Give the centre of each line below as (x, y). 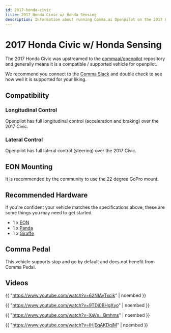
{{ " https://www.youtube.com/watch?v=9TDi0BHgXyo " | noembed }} (78, 305)
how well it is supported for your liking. (46, 79)
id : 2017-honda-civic (28, 10)
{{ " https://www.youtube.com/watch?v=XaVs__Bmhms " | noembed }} (78, 315)
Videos (17, 283)
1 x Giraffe (23, 233)
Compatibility (27, 95)
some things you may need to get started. (49, 212)
